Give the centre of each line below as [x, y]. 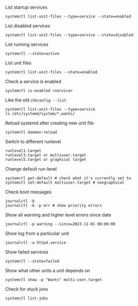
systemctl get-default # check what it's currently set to [68, 178]
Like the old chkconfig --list [36, 100]
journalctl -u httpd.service [36, 243]
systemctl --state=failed [32, 261]
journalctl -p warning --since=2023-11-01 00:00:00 [60, 224]
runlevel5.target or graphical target [46, 160]
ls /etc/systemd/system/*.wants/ [40, 114]
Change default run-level [31, 169]
